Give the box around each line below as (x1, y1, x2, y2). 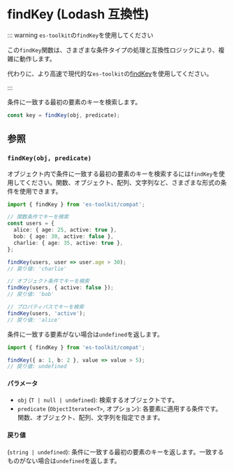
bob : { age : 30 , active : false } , (13, 233, 114, 240)
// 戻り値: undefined (7, 363, 67, 370)
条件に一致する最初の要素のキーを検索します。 (7, 97, 142, 106)
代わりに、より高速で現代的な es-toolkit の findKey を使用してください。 (7, 69, 213, 78)
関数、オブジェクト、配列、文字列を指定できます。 (17, 414, 164, 422)
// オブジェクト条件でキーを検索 (7, 278, 89, 285)
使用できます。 (19, 187, 62, 195)
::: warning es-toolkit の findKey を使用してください (7, 31, 154, 39)
